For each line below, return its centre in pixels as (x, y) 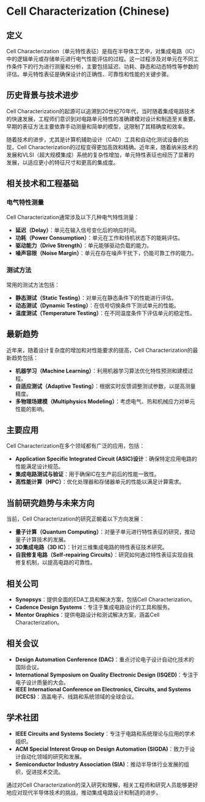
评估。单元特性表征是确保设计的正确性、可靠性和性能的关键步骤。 (89, 74)
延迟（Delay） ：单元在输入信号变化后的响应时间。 (77, 230)
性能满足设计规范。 (39, 467)
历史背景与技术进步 (42, 95)
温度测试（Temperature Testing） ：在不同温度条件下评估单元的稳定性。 (105, 313)
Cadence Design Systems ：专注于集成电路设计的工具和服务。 (94, 607)
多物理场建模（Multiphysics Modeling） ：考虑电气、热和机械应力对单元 (105, 401)
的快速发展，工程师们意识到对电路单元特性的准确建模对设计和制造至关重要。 (103, 119)
